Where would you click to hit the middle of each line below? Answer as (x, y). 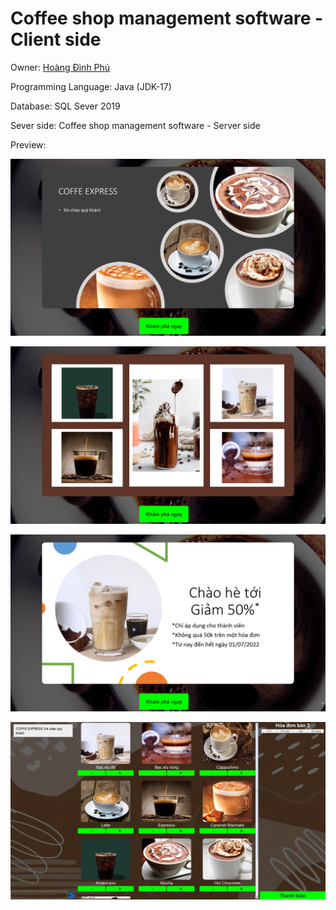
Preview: (28, 144)
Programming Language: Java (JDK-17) (91, 86)
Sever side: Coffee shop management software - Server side (135, 125)
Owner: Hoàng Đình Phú (60, 67)
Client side (56, 39)
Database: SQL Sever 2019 (65, 106)
